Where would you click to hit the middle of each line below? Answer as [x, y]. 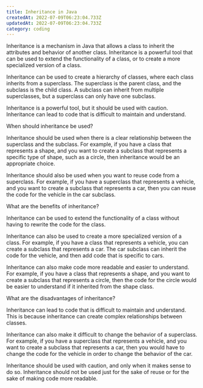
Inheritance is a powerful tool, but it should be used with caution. [87, 108]
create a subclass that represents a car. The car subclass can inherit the [96, 249]
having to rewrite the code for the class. [56, 225]
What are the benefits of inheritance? [53, 206]
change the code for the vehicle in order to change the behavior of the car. [99, 354]
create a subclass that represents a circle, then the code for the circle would [101, 280]
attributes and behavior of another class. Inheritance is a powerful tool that [99, 53]
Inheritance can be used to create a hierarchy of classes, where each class [100, 77]
